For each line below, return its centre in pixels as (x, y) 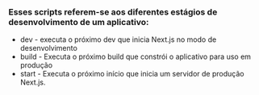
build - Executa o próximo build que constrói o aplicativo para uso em (136, 57)
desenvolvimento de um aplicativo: (79, 22)
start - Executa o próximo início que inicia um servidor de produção (132, 74)
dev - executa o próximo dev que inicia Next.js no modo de (118, 39)
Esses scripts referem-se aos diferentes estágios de (113, 12)
